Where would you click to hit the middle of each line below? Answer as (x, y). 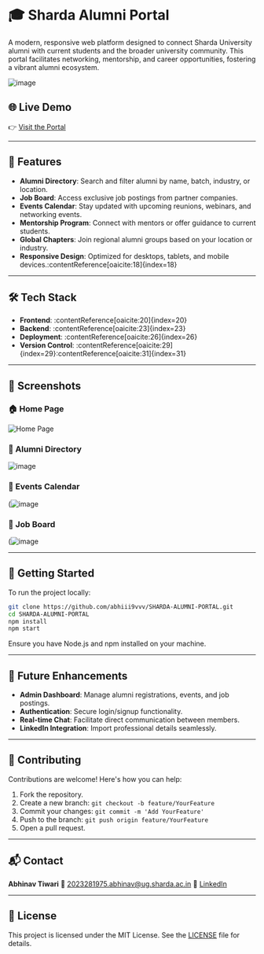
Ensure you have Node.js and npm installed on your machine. (107, 644)
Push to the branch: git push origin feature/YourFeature (114, 820)
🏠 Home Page (36, 408)
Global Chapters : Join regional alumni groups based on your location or (136, 239)
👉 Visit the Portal (37, 127)
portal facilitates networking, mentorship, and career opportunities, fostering (132, 59)
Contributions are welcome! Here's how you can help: (95, 779)
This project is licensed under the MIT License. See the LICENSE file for (124, 935)
